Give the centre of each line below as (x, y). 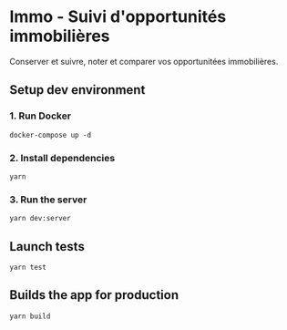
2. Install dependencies (62, 158)
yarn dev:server (40, 219)
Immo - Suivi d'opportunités (118, 17)
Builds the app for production (94, 295)
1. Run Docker (40, 116)
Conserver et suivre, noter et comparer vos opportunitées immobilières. (144, 61)
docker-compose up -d (51, 135)
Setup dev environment (77, 90)
